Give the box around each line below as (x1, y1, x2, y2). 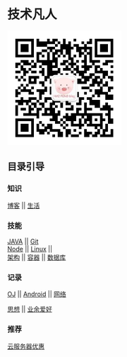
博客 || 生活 (7, 201, 40, 210)
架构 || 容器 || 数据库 (7, 253, 66, 261)
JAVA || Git (7, 237, 39, 245)
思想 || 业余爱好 (7, 305, 53, 314)
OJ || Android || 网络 (7, 290, 66, 298)
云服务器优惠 (7, 341, 44, 351)
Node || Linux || (7, 244, 53, 253)
